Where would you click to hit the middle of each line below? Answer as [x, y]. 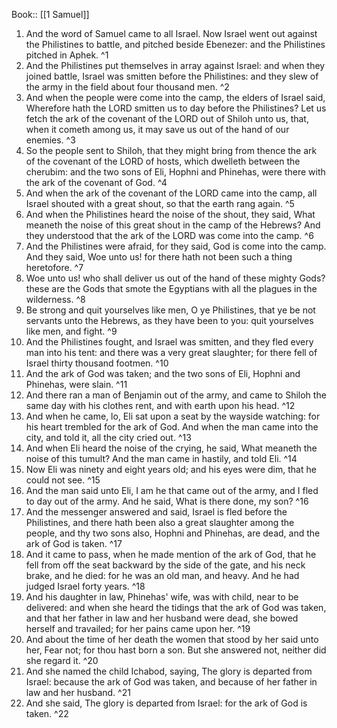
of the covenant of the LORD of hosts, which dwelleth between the [163, 161]
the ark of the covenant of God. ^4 [96, 182]
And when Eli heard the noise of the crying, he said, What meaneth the [171, 448]
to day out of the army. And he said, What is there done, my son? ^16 [167, 501]
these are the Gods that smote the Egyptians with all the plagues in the [171, 288]
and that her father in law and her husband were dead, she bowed [162, 618]
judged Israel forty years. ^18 [85, 586]
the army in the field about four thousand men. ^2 [127, 87]
